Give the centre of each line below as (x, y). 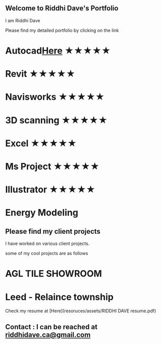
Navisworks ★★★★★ (55, 97)
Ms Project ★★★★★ (52, 166)
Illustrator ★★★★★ (50, 190)
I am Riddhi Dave (23, 20)
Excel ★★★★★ (41, 143)
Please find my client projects (53, 231)
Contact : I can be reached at (51, 327)
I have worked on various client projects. (47, 244)
